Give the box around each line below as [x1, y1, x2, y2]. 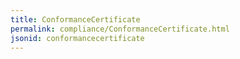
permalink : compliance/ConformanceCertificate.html [10, 24, 230, 34]
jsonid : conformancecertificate [10, 33, 145, 43]
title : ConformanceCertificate [10, 14, 141, 25]
